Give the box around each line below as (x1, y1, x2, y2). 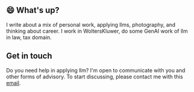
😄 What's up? (6, 5, 60, 15)
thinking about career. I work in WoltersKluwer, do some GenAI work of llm (6, 27, 188, 34)
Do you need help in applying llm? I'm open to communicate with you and (6, 66, 186, 74)
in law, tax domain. (6, 33, 52, 41)
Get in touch (6, 51, 52, 61)
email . (6, 79, 21, 86)
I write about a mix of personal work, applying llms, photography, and (6, 21, 176, 28)
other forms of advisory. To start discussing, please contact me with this (6, 73, 183, 80)
